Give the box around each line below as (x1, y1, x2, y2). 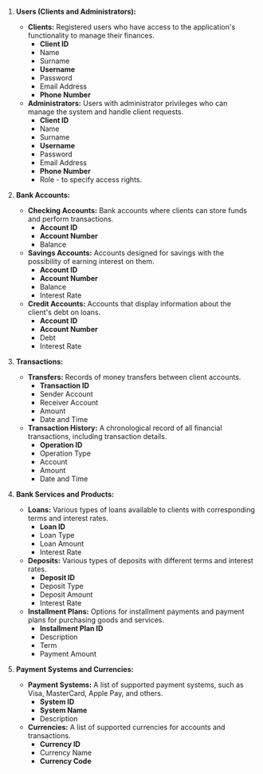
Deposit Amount (39, 590, 93, 599)
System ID (39, 697, 75, 706)
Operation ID (39, 440, 83, 449)
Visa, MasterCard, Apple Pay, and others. (27, 689, 163, 697)
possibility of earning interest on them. (27, 257, 155, 266)
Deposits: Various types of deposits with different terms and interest (27, 556, 253, 565)
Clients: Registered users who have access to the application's (27, 22, 236, 31)
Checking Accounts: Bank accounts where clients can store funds (27, 206, 247, 215)
